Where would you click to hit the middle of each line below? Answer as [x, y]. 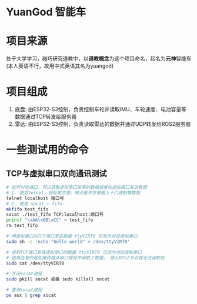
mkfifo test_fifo [27, 209]
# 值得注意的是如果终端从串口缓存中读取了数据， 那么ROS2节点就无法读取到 [85, 258]
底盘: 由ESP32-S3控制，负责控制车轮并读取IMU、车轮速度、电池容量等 [101, 109]
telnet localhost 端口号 [35, 198]
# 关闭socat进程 [24, 274]
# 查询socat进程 [24, 290]
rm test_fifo [22, 226]
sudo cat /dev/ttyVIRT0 [35, 263]
